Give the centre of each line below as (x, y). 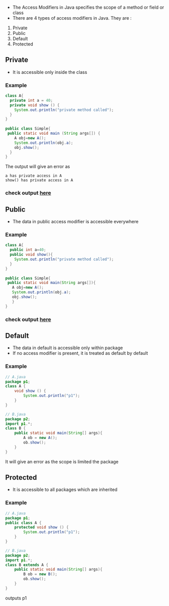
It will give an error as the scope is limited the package (62, 461)
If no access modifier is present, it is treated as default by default (80, 353)
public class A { (23, 523)
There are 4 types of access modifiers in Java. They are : (72, 18)
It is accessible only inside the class (50, 72)
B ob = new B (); (40, 574)
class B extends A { (27, 565)
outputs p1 (16, 598)
